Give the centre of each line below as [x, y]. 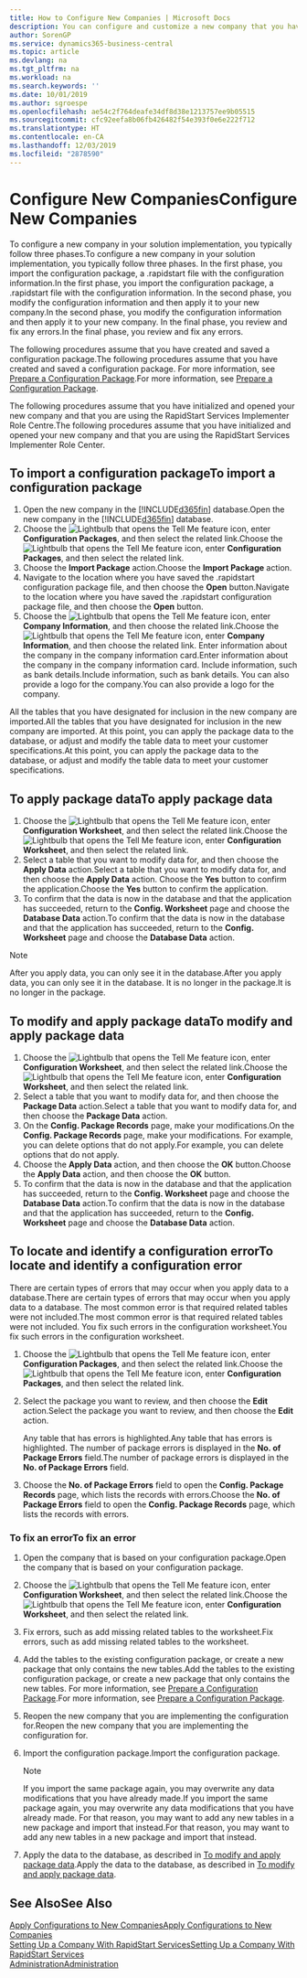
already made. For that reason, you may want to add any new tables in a [158, 1818]
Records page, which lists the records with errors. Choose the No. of [151, 1494]
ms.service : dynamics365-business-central [91, 43]
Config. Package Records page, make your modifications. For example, [158, 1135]
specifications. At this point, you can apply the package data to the [134, 751]
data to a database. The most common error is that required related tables [148, 1307]
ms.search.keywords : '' [55, 86]
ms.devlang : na [38, 60]
